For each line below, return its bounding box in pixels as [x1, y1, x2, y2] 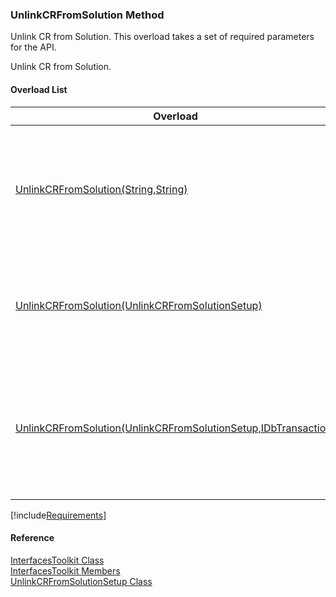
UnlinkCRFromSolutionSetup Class [10, 575, 153, 587]
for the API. [10, 41, 57, 53]
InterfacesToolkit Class [10, 554, 105, 566]
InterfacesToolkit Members [10, 564, 121, 577]
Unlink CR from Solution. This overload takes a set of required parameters [10, 31, 315, 43]
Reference [10, 532, 55, 544]
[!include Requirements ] [10, 509, 107, 521]
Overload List [10, 83, 68, 95]
